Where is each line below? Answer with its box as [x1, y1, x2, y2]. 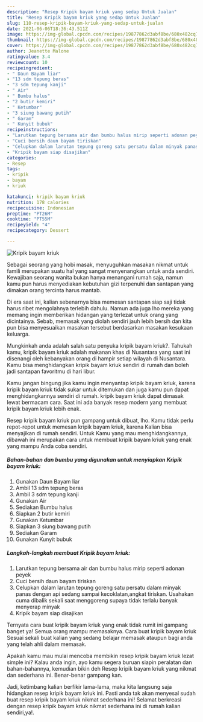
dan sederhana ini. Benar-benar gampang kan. [7, 671, 123, 679]
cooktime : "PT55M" [7, 216, 53, 222]
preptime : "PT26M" [7, 211, 53, 217]
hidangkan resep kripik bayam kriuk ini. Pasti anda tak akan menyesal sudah [7, 689, 196, 697]
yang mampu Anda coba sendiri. [7, 442, 88, 450]
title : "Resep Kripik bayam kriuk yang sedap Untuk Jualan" [7, 14, 161, 21]
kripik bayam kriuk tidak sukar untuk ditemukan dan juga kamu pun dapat [7, 386, 189, 393]
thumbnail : [7, 37, 34, 43]
